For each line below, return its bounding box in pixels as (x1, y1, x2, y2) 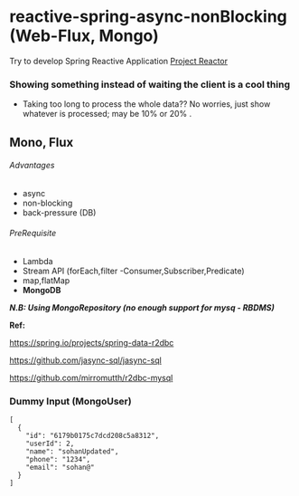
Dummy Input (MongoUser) (9, 395, 133, 407)
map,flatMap (22, 275, 70, 286)
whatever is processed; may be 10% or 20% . (22, 109, 192, 119)
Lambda (22, 256, 53, 267)
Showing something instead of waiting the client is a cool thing (9, 78, 291, 91)
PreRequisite (9, 228, 57, 239)
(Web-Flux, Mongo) (9, 25, 160, 46)
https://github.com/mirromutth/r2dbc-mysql (9, 373, 173, 384)
